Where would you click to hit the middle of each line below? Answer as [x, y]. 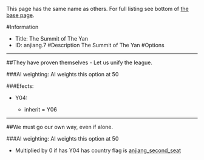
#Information [22, 27]
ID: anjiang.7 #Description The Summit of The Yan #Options [90, 45]
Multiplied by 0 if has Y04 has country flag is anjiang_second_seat [98, 150]
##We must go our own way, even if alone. [60, 127]
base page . [20, 15]
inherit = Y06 [41, 109]
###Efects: [20, 86]
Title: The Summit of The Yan [52, 38]
